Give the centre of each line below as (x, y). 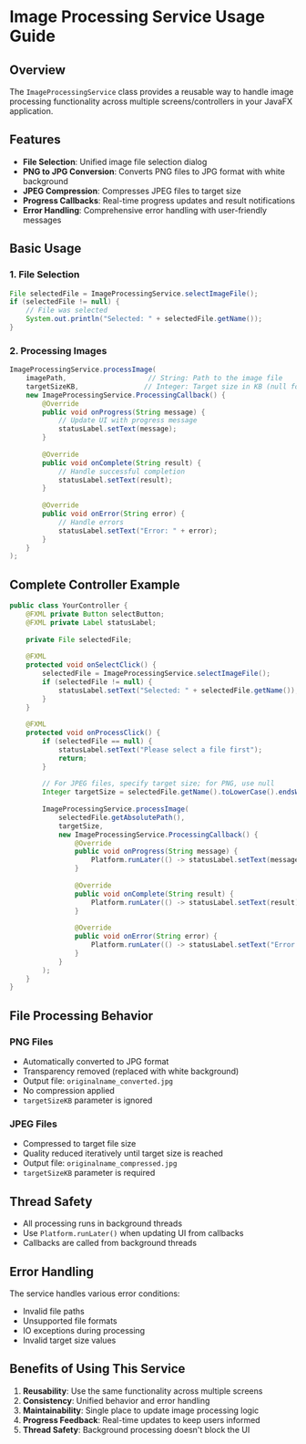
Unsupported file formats (70, 1321)
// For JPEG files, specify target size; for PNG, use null (158, 784)
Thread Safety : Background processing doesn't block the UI (136, 1429)
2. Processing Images (58, 350)
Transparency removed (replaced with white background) (131, 1071)
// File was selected (66, 311)
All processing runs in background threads (102, 1223)
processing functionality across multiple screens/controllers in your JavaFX (151, 101)
